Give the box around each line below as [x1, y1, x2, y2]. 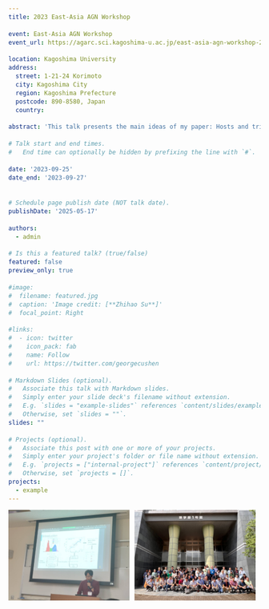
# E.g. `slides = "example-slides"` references [8, 401, 178, 410]
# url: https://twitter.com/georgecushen [8, 359, 159, 368]
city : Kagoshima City [15, 80, 88, 88]
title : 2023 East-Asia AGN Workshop [8, 13, 130, 21]
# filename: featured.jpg [8, 292, 98, 300]
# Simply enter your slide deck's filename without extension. [8, 393, 231, 401]
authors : [8, 224, 38, 232]
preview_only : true [8, 267, 74, 275]
